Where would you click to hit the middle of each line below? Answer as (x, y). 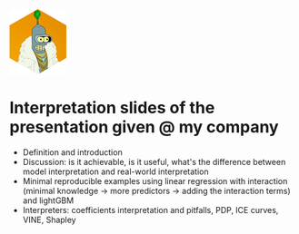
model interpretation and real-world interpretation (115, 171)
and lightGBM (48, 200)
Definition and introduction (72, 152)
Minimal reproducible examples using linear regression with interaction (155, 180)
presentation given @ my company (144, 127)
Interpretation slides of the (112, 108)
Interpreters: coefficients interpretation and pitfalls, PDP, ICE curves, (150, 210)
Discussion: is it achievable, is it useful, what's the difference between (154, 161)
